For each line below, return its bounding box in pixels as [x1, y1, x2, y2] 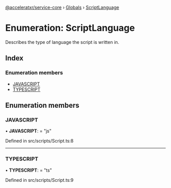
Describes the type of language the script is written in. [5, 39, 120, 45]
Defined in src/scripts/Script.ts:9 [5, 177, 74, 183]
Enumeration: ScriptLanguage [5, 22, 135, 34]
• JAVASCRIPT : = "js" [5, 128, 52, 134]
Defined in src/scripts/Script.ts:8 [5, 138, 74, 144]
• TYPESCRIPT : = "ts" [5, 167, 52, 173]
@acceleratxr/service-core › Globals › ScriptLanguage [5, 5, 120, 10]
